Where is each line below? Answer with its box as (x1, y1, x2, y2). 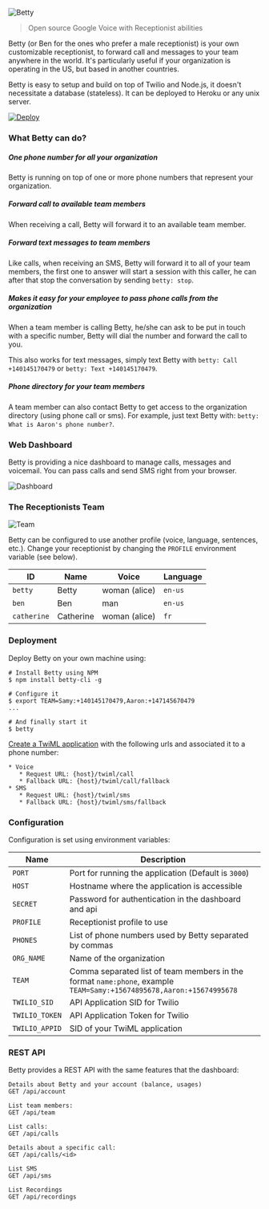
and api (69, 903, 98, 915)
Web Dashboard (8, 439, 73, 450)
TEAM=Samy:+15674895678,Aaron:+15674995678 (69, 985, 238, 995)
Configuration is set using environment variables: (8, 834, 171, 844)
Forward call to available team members (8, 199, 146, 209)
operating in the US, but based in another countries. (8, 64, 180, 74)
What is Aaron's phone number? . (8, 419, 114, 428)
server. (8, 97, 32, 106)
